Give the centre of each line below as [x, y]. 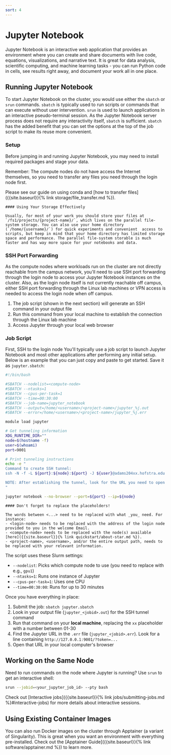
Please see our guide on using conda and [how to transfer [66, 192]
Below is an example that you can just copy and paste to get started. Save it [85, 360]
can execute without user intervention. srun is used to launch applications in [85, 110]
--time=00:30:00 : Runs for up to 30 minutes [58, 587]
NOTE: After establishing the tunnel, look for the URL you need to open [85, 483]
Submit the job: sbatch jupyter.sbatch [53, 607]
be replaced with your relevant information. [54, 546]
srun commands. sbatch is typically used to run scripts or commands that [82, 105]
